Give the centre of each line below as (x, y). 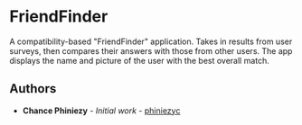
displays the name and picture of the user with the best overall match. (139, 60)
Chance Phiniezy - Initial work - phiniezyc (101, 111)
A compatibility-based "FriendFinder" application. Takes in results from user (151, 41)
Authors (33, 89)
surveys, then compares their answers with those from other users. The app (151, 50)
